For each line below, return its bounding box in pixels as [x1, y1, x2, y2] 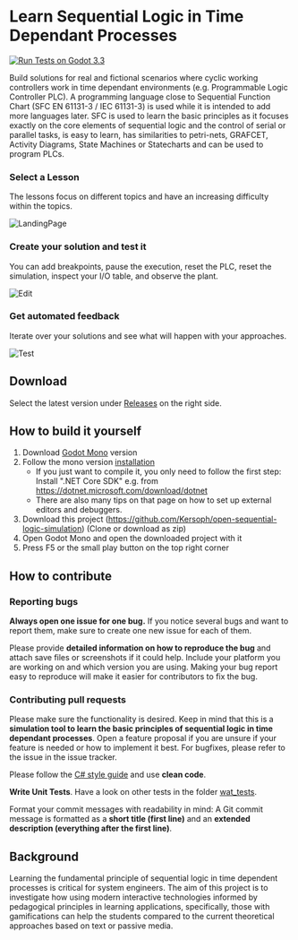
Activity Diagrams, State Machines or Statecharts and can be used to [9, 139, 264, 150]
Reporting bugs [9, 595, 79, 608]
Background [9, 849, 79, 864]
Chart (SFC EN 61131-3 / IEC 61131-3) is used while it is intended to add [9, 100, 271, 111]
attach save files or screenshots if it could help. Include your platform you [9, 652, 281, 663]
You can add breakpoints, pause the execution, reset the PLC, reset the [9, 261, 272, 272]
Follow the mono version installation [21, 457, 155, 468]
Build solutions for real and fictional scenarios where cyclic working [9, 72, 259, 82]
